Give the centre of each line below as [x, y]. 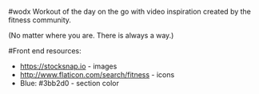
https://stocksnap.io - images [68, 66]
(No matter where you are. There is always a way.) [91, 35]
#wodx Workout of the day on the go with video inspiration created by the [130, 12]
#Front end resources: [45, 51]
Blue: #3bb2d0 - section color [70, 83]
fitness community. [40, 20]
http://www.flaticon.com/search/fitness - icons [97, 74]
